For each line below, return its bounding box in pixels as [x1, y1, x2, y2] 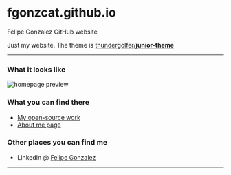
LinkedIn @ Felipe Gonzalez [16, 153, 96, 161]
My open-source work [16, 113, 81, 121]
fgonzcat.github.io [7, 5, 117, 21]
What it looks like [7, 64, 66, 74]
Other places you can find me [7, 138, 108, 147]
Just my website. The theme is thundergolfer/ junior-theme [7, 41, 174, 49]
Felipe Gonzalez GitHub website [7, 28, 98, 36]
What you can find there [7, 98, 89, 107]
